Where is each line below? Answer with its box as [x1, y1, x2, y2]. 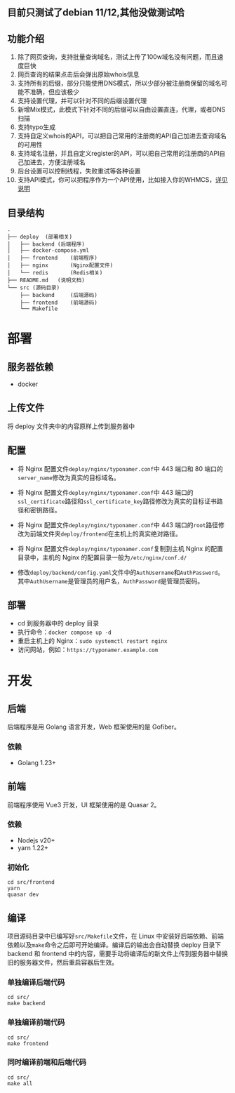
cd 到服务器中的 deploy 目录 [17, 619, 100, 628]
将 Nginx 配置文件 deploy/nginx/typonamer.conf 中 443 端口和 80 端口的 [17, 464, 223, 472]
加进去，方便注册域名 [23, 158, 86, 166]
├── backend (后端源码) [20, 292, 98, 299]
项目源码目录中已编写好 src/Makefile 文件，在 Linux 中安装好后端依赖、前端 [7, 932, 224, 940]
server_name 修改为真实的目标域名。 [17, 473, 121, 482]
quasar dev [7, 891, 39, 899]
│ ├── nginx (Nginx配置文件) [7, 262, 114, 269]
